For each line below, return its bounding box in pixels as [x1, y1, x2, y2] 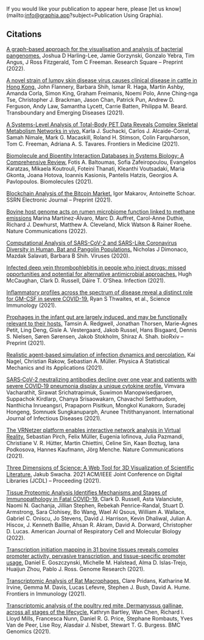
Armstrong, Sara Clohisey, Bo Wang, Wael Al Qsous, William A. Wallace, [6, 508, 186, 515]
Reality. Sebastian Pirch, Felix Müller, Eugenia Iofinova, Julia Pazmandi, [6, 432, 185, 440]
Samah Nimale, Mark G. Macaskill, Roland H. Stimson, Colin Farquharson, [6, 133, 191, 141]
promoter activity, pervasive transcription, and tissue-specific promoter [6, 552, 186, 560]
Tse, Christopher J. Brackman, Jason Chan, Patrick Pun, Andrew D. [6, 96, 175, 103]
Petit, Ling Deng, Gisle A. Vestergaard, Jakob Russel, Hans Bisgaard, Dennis [6, 326, 197, 334]
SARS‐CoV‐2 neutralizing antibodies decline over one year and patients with [6, 376, 197, 383]
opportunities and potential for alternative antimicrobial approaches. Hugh [6, 270, 192, 278]
